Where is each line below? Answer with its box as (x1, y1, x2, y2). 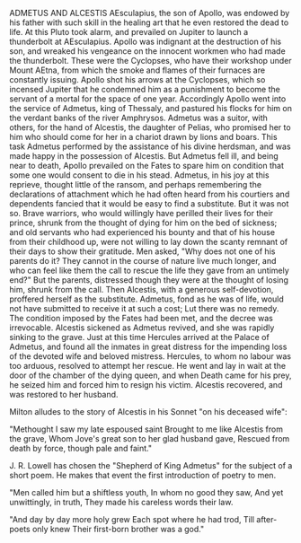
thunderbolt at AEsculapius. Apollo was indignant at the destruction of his (9, 36, 281, 47)
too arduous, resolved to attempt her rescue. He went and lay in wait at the (9, 361, 286, 371)
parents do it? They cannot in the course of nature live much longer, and (9, 256, 277, 266)
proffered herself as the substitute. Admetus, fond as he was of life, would (9, 293, 285, 304)
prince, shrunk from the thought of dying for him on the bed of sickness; (9, 217, 278, 228)
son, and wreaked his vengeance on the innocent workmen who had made (9, 46, 286, 57)
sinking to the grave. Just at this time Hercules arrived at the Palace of (9, 332, 270, 342)
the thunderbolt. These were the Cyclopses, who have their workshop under (9, 56, 292, 66)
